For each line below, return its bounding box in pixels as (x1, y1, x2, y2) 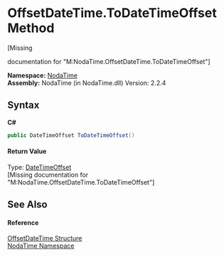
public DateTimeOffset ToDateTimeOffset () (7, 131, 135, 139)
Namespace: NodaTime (7, 71, 78, 80)
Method (7, 20, 55, 36)
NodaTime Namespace (7, 241, 75, 250)
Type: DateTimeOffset (7, 163, 72, 171)
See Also (7, 199, 48, 211)
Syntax (7, 99, 40, 111)
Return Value (7, 147, 47, 155)
